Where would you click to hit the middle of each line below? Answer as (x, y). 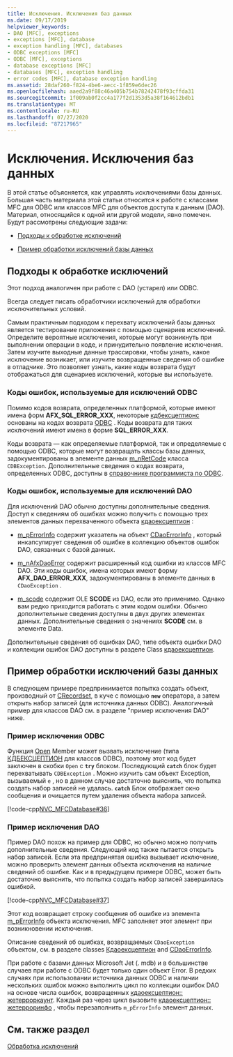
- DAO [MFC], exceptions (43, 33)
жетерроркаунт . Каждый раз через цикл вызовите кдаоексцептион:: (109, 1000)
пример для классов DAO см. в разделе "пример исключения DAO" (108, 710)
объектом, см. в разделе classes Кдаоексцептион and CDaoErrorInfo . (110, 950)
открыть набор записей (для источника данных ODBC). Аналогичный (110, 703)
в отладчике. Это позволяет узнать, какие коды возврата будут (102, 367)
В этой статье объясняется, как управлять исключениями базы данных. (115, 193)
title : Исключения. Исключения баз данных (70, 14)
